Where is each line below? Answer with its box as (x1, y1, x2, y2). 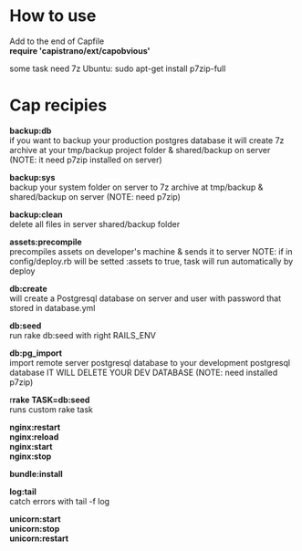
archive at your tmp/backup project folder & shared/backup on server (9, 144, 271, 155)
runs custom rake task (9, 403, 94, 415)
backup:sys (9, 172, 56, 182)
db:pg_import (9, 348, 62, 359)
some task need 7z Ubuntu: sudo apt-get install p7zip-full (9, 63, 226, 74)
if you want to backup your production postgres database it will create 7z (9, 134, 285, 146)
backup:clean (9, 209, 64, 220)
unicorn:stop (9, 523, 60, 534)
